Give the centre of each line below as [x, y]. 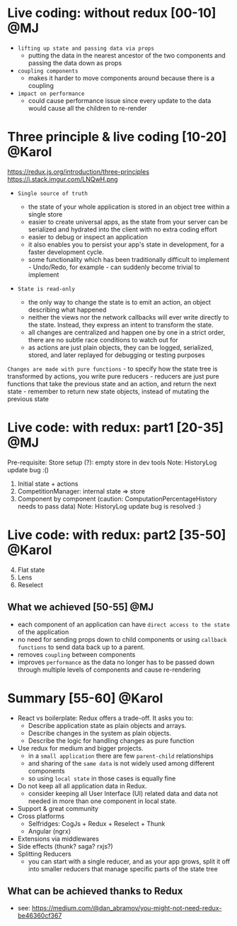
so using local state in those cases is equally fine [102, 778]
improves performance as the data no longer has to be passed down [116, 662]
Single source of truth [53, 193]
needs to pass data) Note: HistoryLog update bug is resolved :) [109, 506]
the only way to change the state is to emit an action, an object [120, 302]
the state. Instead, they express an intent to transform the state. [121, 325]
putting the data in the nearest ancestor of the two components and [127, 55]
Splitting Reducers [45, 854]
